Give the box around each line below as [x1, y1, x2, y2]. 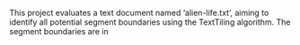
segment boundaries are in [9, 26, 110, 36]
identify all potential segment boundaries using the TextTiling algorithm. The [9, 17, 291, 27]
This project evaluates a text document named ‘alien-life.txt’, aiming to [9, 8, 269, 18]
